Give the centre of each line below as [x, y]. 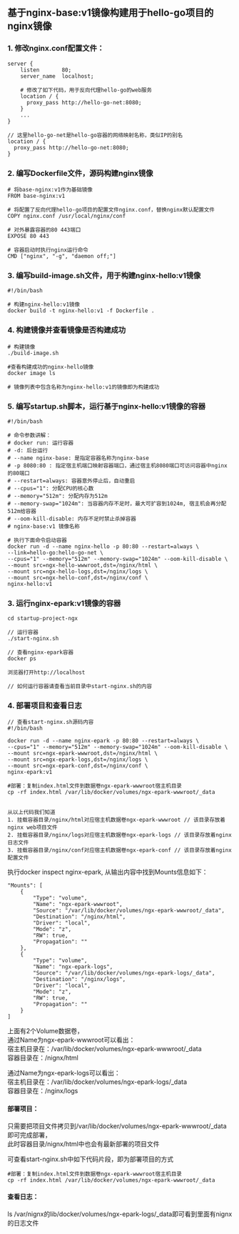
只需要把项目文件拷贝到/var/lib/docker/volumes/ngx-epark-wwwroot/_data [117, 1126]
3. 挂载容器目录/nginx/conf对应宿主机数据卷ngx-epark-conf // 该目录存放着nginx [119, 850]
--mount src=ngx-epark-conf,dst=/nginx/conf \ [78, 766]
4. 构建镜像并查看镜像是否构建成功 [67, 330]
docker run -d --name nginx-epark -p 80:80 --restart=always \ [103, 741]
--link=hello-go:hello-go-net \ [55, 552]
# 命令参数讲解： [29, 435]
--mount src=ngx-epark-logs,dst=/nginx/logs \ [78, 760]
